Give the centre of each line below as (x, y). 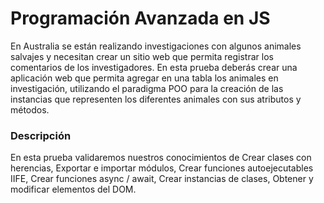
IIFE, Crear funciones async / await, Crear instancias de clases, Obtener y (162, 179)
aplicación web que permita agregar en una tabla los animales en (144, 78)
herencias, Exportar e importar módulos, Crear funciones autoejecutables (162, 168)
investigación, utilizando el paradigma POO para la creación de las (147, 88)
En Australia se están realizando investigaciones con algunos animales (156, 46)
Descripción (41, 135)
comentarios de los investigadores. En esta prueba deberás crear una (154, 67)
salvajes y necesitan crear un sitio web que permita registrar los (142, 56)
